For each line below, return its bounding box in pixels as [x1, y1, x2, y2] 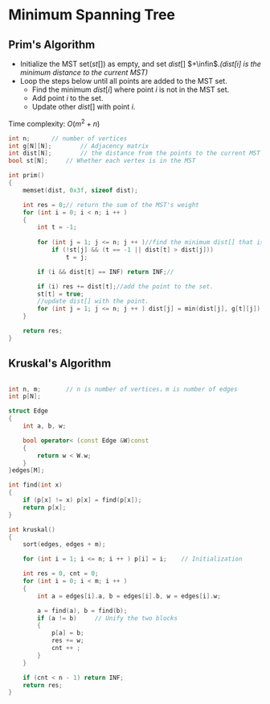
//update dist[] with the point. [37, 297, 149, 305]
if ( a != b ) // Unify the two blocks [37, 614, 178, 622]
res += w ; [51, 636, 84, 645]
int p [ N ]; [8, 392, 42, 400]
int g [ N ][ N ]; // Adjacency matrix [8, 142, 149, 150]
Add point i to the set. [31, 93, 104, 102]
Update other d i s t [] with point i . [31, 102, 136, 111]
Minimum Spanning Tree [8, 6, 175, 24]
